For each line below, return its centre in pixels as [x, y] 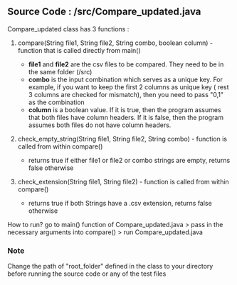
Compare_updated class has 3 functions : [68, 29]
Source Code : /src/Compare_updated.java [104, 12]
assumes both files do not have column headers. [100, 125]
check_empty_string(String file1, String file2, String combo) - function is [122, 139]
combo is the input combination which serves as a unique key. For [125, 79]
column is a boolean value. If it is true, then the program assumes [125, 109]
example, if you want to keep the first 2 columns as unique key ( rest [128, 87]
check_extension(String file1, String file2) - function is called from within [123, 181]
